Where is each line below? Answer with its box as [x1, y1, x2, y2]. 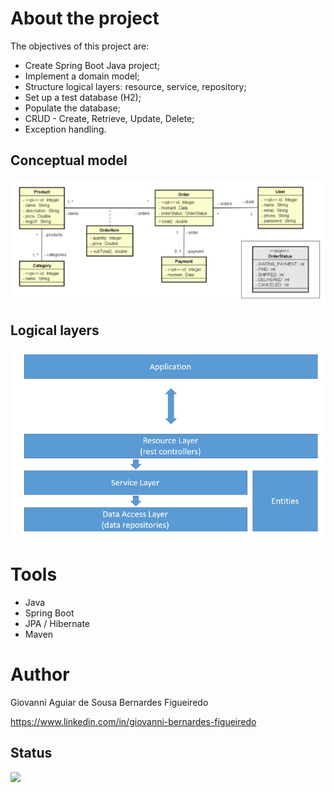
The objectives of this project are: [10, 40, 150, 52]
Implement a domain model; [24, 70, 140, 82]
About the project [10, 7, 160, 30]
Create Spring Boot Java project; [24, 59, 160, 71]
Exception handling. [24, 123, 107, 135]
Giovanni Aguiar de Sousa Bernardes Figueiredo [10, 697, 209, 709]
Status [10, 745, 53, 762]
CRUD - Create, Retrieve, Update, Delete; [24, 112, 195, 124]
